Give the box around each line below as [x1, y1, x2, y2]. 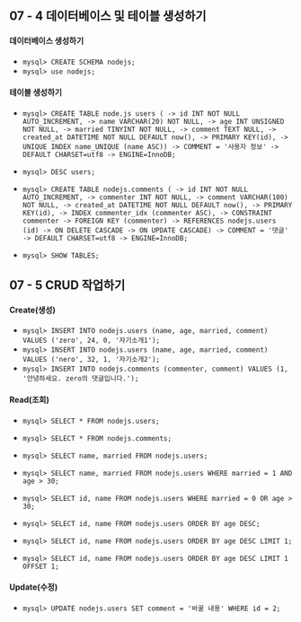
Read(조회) [9, 394, 49, 405]
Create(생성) [9, 304, 56, 315]
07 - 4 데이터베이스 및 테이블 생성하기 [9, 8, 207, 24]
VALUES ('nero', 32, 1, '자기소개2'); [22, 355, 160, 364]
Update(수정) [9, 582, 58, 592]
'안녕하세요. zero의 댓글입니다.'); [22, 374, 139, 383]
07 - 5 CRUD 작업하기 [9, 277, 126, 293]
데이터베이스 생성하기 [9, 35, 84, 46]
